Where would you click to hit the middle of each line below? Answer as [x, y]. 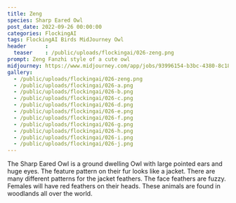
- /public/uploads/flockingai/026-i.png [73, 137]
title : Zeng [25, 14]
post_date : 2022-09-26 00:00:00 [54, 27]
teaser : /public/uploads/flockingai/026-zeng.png [94, 53]
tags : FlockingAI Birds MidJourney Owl [66, 40]
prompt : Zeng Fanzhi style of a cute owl [69, 59]
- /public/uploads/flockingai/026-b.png [73, 92]
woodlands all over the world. [50, 194]
